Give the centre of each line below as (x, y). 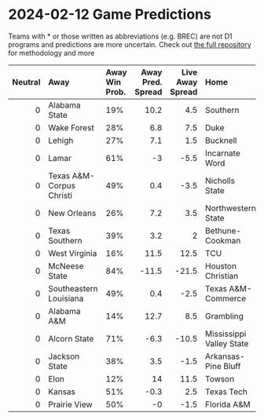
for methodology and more (51, 53)
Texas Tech (226, 392)
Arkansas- (225, 356)
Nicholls (220, 181)
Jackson (64, 356)
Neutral (26, 82)
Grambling (224, 316)
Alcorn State (71, 338)
